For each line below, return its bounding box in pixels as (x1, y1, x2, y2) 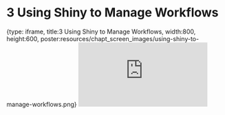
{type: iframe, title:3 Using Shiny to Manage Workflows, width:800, (6, 27, 196, 36)
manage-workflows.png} (6, 100, 77, 108)
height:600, (6, 34, 39, 42)
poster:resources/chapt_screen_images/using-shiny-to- (40, 34, 200, 42)
